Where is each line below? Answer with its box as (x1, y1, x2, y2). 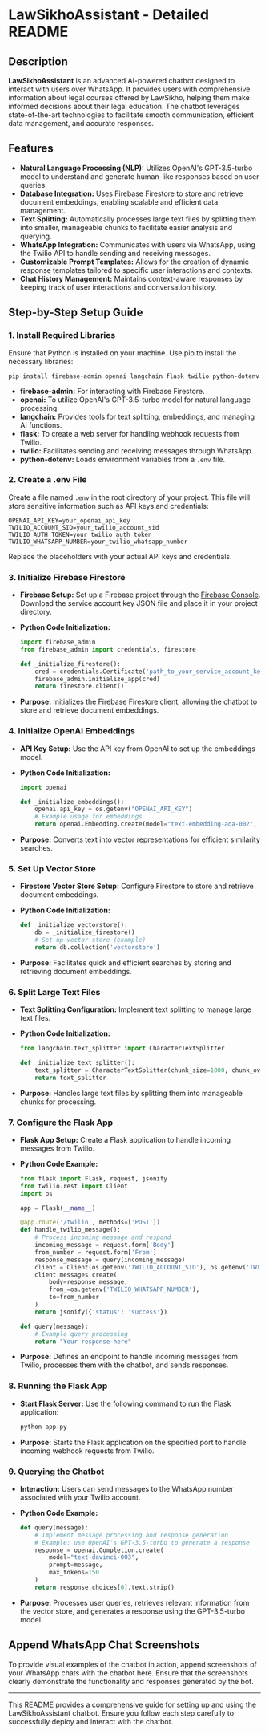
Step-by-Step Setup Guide (8, 306, 143, 319)
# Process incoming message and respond (34, 1233, 171, 1241)
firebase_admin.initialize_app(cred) (34, 675, 160, 683)
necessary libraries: (8, 356, 74, 366)
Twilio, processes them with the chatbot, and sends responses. (19, 1360, 229, 1370)
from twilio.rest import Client (19, 1182, 128, 1190)
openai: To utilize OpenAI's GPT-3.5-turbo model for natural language (19, 395, 251, 404)
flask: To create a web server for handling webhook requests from (19, 428, 240, 438)
